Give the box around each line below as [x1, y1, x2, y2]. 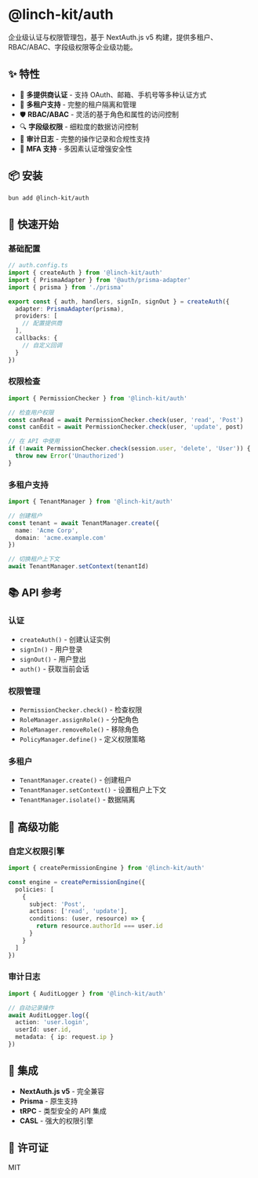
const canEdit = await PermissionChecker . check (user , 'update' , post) [8, 423, 244, 431]
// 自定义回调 [22, 341, 63, 349]
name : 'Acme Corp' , [15, 527, 79, 534]
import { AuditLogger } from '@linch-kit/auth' [8, 989, 167, 997]
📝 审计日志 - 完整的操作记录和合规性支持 [19, 134, 151, 143]
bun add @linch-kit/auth [8, 194, 89, 202]
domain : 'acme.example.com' [15, 534, 107, 541]
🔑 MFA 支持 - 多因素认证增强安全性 [19, 144, 133, 153]
